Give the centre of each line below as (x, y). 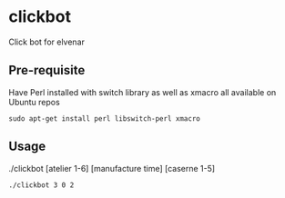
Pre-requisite (47, 70)
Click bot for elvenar (47, 42)
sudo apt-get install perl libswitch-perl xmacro (105, 119)
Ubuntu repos (34, 102)
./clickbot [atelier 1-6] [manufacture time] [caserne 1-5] (112, 168)
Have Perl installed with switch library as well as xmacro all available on (142, 92)
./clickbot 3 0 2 (41, 185)
